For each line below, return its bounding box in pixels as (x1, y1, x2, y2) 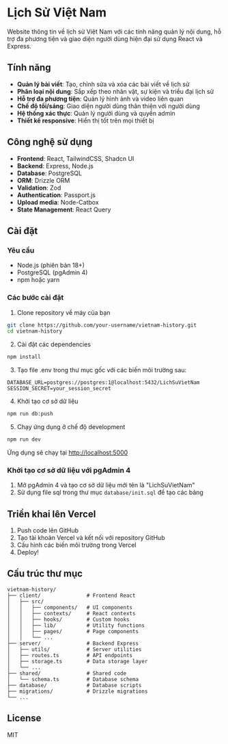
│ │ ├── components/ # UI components (7, 604, 133, 611)
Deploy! (16, 548, 40, 556)
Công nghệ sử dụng (7, 136, 93, 148)
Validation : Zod (16, 183, 61, 192)
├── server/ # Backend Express (7, 640, 139, 647)
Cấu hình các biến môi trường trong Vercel (16, 541, 137, 549)
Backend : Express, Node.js (16, 162, 94, 170)
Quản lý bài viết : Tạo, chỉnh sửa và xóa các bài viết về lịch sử (16, 80, 190, 88)
